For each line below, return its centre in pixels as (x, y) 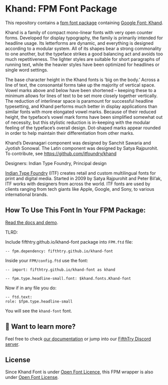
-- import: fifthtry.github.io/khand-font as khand (60, 270)
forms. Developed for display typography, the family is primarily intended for (84, 38)
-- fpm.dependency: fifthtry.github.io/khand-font (59, 251)
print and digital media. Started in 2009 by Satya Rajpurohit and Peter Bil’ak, (83, 178)
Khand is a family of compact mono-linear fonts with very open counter (79, 32)
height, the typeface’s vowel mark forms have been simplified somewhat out (84, 117)
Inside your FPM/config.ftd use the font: (47, 260)
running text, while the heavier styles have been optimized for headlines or (82, 64)
